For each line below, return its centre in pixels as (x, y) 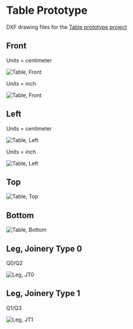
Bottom (20, 215)
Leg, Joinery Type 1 (43, 293)
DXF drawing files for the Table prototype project (66, 27)
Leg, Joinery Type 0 (44, 248)
